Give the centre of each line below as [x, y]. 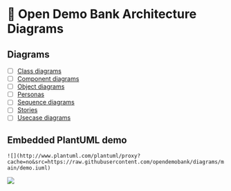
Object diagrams [41, 87]
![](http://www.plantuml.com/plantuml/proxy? [74, 156]
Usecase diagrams [44, 118]
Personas [31, 94]
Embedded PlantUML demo [67, 140]
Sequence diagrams [46, 102]
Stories [27, 110]
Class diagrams [39, 71]
